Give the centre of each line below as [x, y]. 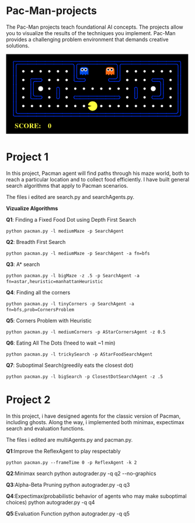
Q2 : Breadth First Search [36, 242]
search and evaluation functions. [45, 428]
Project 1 [27, 157]
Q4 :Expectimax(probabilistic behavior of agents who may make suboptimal [96, 496]
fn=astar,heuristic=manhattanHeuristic [55, 281]
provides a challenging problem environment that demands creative [87, 39]
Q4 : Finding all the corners [38, 292]
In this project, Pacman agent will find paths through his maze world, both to [98, 173]
